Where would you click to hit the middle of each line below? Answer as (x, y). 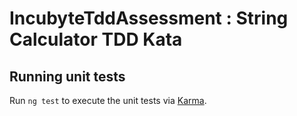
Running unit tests (67, 76)
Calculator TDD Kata (96, 39)
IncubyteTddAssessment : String (149, 18)
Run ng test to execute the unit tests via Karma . (108, 100)
